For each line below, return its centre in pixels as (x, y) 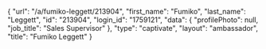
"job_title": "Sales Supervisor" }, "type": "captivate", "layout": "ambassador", (133, 28)
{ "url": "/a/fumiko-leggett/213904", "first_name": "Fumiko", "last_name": (127, 11)
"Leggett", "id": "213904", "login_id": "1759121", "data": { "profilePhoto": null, (133, 20)
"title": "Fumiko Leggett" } (50, 36)
